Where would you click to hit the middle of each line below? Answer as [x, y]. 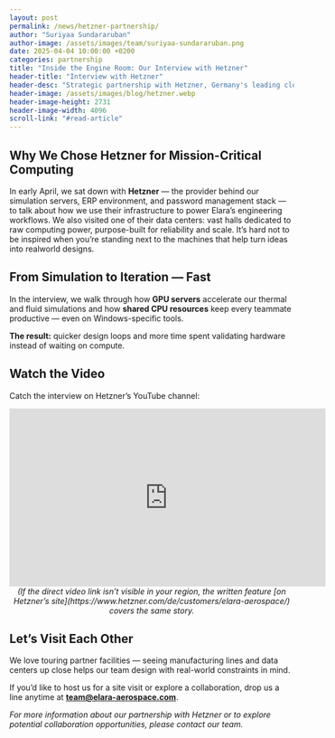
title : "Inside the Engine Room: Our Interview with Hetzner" [129, 69]
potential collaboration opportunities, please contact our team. [126, 724]
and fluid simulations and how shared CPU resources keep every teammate [150, 308]
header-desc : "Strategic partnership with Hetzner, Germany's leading [145, 85]
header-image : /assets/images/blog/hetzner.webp [102, 93]
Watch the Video [57, 374]
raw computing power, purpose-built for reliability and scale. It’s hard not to [150, 229]
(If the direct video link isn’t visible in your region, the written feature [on [152, 591]
